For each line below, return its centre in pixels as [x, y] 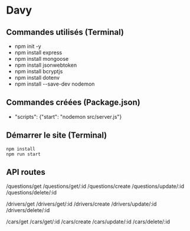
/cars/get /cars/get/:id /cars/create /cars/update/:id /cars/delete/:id [88, 222]
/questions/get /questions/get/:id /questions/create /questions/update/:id [95, 186]
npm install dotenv [37, 78]
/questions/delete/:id [32, 193]
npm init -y [28, 46]
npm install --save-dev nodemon [55, 84]
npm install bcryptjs [39, 71]
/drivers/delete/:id [28, 210]
